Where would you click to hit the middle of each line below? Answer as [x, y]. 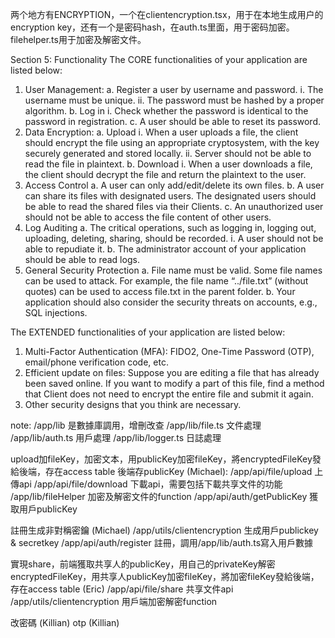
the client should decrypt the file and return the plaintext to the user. [165, 174]
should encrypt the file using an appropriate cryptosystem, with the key [172, 142]
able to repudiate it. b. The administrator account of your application [165, 249]
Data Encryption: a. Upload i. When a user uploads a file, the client [161, 132]
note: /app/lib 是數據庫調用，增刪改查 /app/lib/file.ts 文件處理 [136, 425]
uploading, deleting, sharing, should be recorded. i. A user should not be [174, 238]
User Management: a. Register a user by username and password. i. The [174, 89]
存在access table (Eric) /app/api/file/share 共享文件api [122, 589]
